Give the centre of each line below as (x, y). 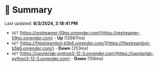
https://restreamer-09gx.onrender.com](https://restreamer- (81, 33)
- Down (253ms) (72, 48)
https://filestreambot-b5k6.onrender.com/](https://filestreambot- (86, 43)
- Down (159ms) (87, 58)
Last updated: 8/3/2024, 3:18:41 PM (41, 23)
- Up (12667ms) (70, 38)
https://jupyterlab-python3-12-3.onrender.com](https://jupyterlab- (88, 53)
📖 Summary (28, 10)
